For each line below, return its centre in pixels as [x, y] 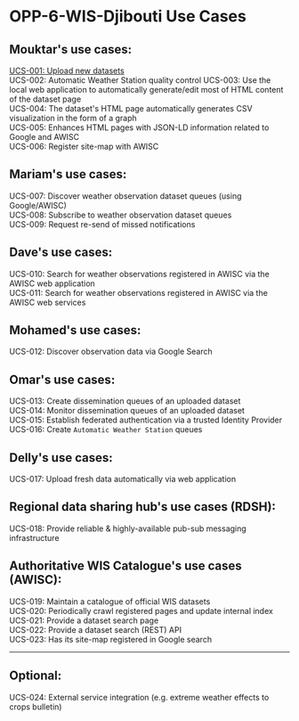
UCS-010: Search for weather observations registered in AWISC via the [139, 274]
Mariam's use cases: [68, 174]
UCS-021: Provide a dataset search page [84, 620]
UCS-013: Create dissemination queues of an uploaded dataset [125, 401]
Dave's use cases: [61, 253]
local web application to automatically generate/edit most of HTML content [146, 90]
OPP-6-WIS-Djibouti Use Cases [128, 16]
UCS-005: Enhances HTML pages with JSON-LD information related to [139, 127]
